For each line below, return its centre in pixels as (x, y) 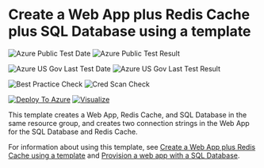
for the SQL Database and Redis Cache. (73, 132)
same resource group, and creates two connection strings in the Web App (129, 123)
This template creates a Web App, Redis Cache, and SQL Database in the (128, 115)
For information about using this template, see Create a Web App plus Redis (132, 147)
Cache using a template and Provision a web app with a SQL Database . (124, 155)
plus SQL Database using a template (130, 31)
